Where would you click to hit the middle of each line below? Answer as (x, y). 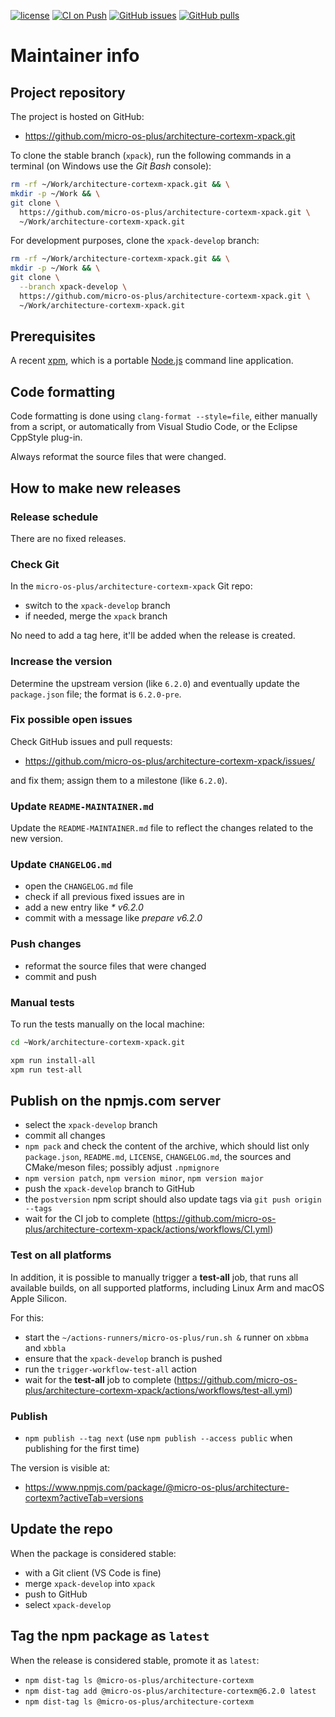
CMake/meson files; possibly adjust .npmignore (122, 1167)
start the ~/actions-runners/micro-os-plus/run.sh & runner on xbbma (166, 1337)
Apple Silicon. (39, 1298)
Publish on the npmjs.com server (116, 1101)
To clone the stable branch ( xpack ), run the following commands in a (151, 155)
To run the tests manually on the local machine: (107, 1024)
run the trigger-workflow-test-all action (110, 1369)
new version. (37, 839)
